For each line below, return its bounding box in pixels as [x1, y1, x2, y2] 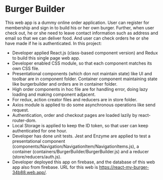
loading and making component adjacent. [12, 91, 96, 97]
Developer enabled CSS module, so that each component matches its [12, 60, 152, 66]
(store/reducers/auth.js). [12, 154, 62, 159]
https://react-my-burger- [99, 164, 149, 170]
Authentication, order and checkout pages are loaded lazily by [12, 112, 138, 118]
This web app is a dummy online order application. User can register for [5, 20, 150, 25]
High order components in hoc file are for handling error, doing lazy [12, 86, 148, 92]
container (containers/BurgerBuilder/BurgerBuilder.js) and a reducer [12, 148, 149, 155]
